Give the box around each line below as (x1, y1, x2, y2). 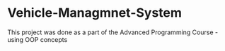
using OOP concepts (7, 35, 68, 43)
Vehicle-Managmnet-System (7, 5, 183, 21)
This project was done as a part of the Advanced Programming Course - (7, 28, 218, 36)
